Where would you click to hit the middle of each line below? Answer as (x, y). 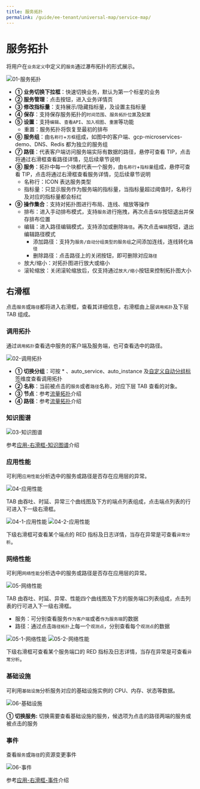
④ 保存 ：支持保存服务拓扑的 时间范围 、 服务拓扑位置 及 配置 (83, 114)
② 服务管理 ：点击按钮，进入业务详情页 (64, 99)
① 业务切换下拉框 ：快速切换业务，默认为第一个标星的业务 (87, 92)
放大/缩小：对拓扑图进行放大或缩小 (67, 263)
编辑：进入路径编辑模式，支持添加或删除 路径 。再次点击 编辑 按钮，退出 (109, 227)
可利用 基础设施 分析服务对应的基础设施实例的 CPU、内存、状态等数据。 (92, 690)
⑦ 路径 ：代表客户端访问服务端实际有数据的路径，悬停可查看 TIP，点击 (103, 152)
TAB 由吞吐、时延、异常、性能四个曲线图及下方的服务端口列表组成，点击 (96, 598)
